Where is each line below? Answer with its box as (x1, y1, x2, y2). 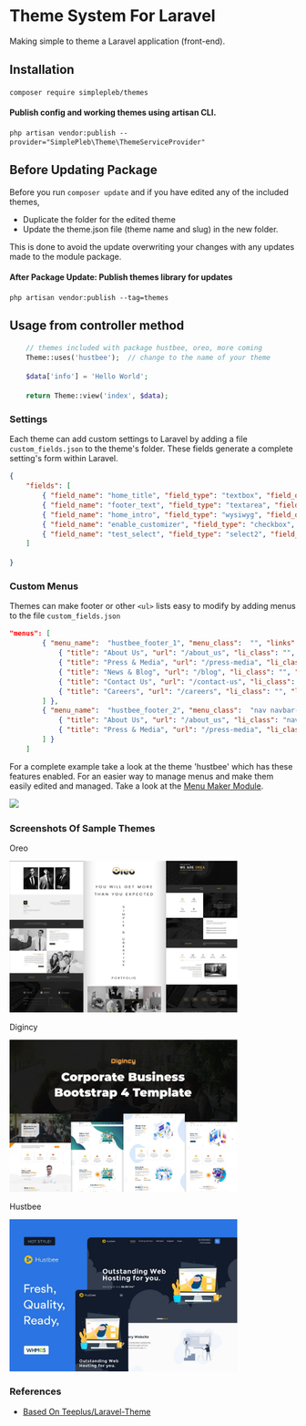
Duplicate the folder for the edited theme (22, 213, 176, 224)
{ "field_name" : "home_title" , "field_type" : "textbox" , (42, 491, 262, 501)
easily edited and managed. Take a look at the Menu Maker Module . (9, 780, 264, 791)
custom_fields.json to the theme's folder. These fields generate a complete (9, 443, 293, 454)
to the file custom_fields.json (9, 610, 121, 621)
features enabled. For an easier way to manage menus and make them (9, 770, 274, 781)
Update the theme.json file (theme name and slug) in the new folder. (22, 223, 279, 234)
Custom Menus (9, 580, 79, 593)
